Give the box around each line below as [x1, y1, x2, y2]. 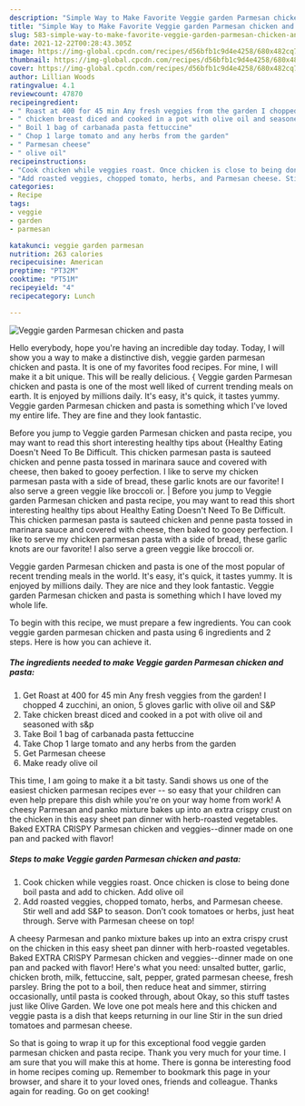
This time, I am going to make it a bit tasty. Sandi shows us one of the [9, 774, 270, 786]
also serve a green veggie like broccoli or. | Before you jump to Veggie [9, 485, 272, 496]
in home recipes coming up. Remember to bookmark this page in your [9, 1066, 271, 1077]
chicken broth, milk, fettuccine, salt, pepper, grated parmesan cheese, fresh [9, 971, 293, 982]
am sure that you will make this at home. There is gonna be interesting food [9, 1056, 291, 1068]
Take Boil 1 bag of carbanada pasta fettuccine [22, 728, 194, 739]
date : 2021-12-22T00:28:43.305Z [9, 38, 132, 48]
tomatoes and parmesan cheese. [9, 1020, 133, 1031]
